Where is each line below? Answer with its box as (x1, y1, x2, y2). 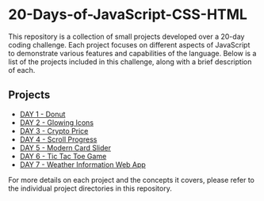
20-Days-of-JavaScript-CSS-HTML (8, 6, 248, 24)
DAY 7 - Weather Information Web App (19, 160, 147, 169)
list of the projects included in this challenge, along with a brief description (8, 57, 252, 66)
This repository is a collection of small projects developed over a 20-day (8, 32, 245, 41)
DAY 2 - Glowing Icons (19, 117, 94, 127)
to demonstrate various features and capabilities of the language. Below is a (8, 48, 257, 58)
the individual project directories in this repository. (8, 184, 172, 193)
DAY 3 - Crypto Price (19, 126, 89, 135)
